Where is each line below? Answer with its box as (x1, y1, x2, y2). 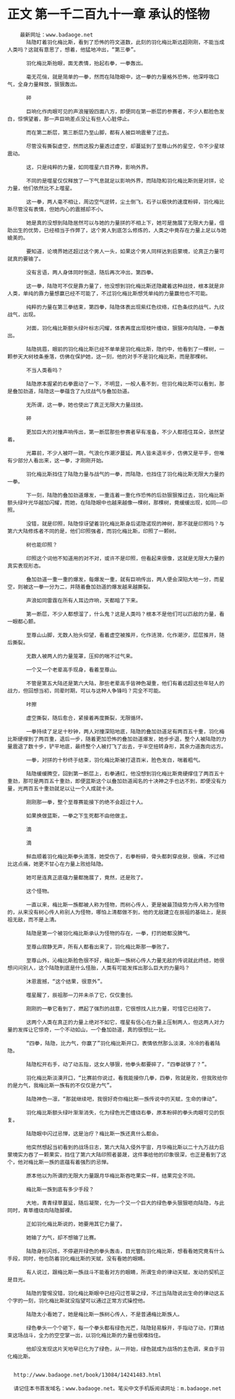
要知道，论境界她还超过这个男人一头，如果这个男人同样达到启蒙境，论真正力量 (25, 248, 220, 255)
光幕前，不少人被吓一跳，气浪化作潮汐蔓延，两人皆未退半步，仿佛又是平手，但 (25, 450, 220, 457)
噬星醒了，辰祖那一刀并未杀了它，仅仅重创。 (25, 991, 136, 998)
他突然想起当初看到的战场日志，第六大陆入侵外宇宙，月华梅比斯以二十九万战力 (25, 1144, 220, 1151)
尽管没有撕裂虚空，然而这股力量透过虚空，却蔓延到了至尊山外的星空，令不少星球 (25, 142, 224, 149)
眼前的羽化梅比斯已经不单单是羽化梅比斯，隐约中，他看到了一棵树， (52, 345, 220, 353)
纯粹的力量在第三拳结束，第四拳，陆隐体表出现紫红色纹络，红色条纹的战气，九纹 (25, 303, 224, 311)
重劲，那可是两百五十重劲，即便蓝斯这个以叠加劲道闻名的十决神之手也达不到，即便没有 (7, 777, 222, 784)
